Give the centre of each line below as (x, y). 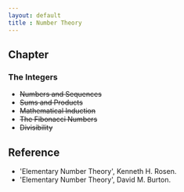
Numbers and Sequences (60, 94)
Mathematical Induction (58, 111)
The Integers (33, 77)
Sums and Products (51, 102)
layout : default (34, 15)
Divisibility (36, 127)
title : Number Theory (45, 23)
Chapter (29, 55)
